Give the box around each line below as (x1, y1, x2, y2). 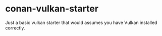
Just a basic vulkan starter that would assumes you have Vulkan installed (5, 19, 157, 25)
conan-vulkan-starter (5, 3, 99, 14)
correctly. (5, 24, 25, 30)
